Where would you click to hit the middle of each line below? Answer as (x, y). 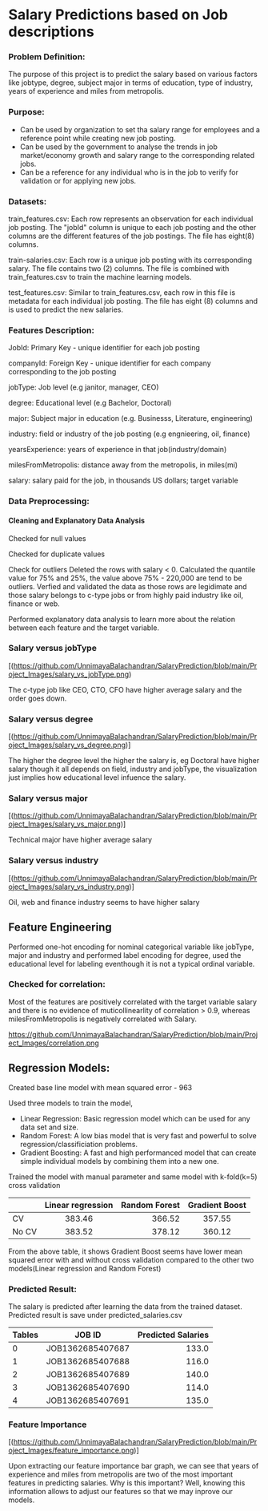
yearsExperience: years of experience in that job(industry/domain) (118, 450)
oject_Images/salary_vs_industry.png (69, 887)
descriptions (51, 32)
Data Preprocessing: (49, 501)
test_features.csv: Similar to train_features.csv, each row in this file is (122, 293)
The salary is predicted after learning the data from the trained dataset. (125, 1306)
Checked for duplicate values (57, 554)
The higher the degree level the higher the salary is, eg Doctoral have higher (134, 761)
